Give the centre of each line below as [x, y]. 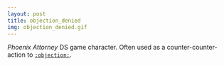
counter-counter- [192, 48]
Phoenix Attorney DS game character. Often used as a [86, 48]
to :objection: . [50, 55]
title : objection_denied [44, 21]
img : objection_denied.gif [47, 27]
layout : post [27, 14]
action [17, 55]
